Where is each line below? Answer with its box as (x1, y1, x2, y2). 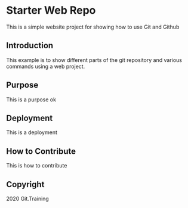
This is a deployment (6, 129, 58, 136)
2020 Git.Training (6, 195, 49, 202)
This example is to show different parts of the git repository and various (6, 56, 182, 63)
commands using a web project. (6, 63, 85, 70)
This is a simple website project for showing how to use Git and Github (6, 23, 180, 30)
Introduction (6, 41, 54, 51)
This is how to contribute (6, 162, 67, 169)
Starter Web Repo (6, 4, 96, 17)
